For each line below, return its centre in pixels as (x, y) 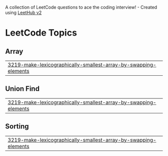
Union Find (22, 89)
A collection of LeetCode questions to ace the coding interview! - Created (81, 7)
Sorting (17, 127)
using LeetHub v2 (23, 13)
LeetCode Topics (41, 33)
